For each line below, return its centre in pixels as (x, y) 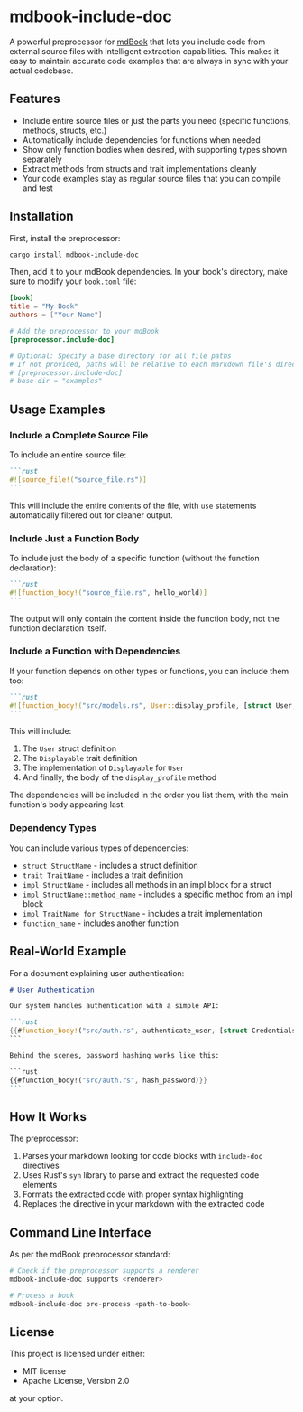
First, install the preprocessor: (65, 238)
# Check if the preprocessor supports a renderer (105, 1271)
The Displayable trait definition (80, 758)
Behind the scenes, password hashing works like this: (115, 1055)
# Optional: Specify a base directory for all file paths (120, 356)
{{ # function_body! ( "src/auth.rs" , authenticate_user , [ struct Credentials (153, 1031)
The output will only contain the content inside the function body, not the (144, 618)
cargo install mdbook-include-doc (74, 255)
